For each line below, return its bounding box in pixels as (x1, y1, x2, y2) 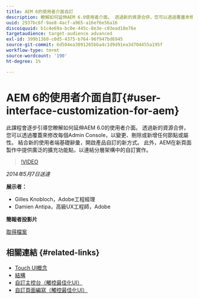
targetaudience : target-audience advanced (6, 31, 113, 37)
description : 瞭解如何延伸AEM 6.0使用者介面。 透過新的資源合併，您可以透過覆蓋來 (6, 14, 190, 20)
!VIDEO (20, 158, 38, 166)
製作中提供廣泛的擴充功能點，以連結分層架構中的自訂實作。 (6, 147, 152, 154)
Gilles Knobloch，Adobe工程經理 (14, 196, 95, 203)
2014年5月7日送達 (6, 170, 50, 178)
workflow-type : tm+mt (6, 47, 60, 53)
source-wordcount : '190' (6, 53, 68, 59)
